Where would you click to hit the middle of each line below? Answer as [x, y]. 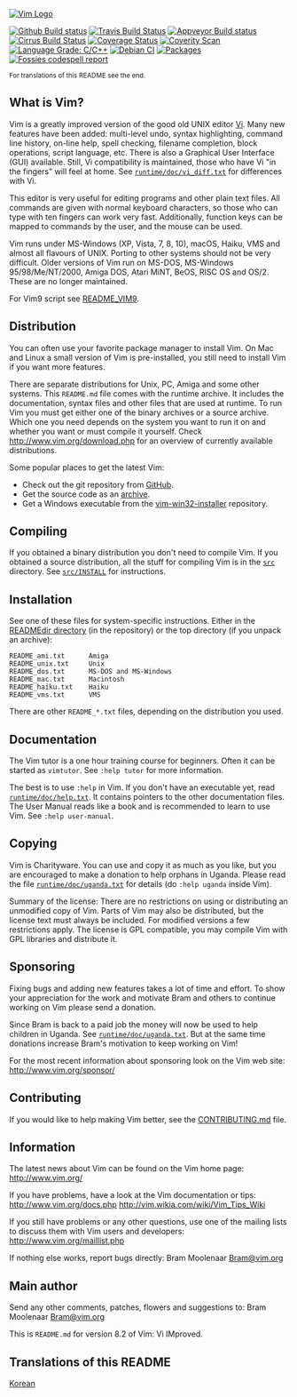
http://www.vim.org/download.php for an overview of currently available [141, 441]
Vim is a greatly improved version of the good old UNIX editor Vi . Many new [147, 124]
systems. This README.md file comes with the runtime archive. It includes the [147, 393]
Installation [41, 599]
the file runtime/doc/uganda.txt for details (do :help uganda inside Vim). [141, 883]
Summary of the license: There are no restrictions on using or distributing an [148, 901]
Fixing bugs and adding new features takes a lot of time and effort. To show [147, 988]
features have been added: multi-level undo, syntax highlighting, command [146, 133]
